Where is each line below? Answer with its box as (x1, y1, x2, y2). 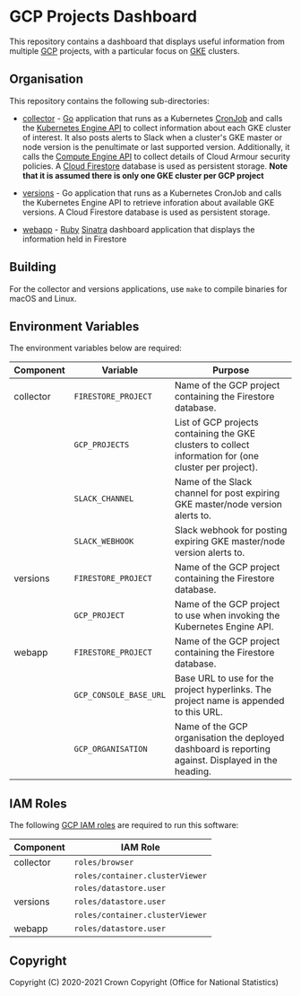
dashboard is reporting (174, 743, 271, 755)
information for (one (174, 450, 260, 463)
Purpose (211, 364, 250, 376)
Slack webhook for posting (174, 524, 288, 536)
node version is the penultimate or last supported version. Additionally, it (21, 141, 290, 152)
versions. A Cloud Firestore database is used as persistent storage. (21, 207, 271, 217)
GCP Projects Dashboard (9, 6, 197, 27)
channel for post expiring (174, 487, 280, 499)
